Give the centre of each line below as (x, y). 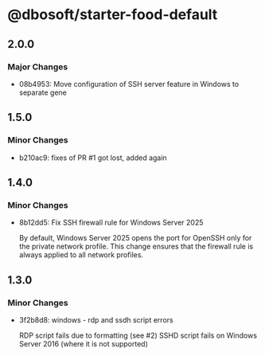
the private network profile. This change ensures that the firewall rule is (136, 246)
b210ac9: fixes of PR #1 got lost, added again (93, 158)
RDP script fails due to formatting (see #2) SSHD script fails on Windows (138, 335)
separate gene (43, 92)
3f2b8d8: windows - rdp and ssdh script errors (96, 319)
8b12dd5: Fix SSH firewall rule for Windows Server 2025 (111, 223)
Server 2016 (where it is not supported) (84, 343)
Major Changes (38, 67)
